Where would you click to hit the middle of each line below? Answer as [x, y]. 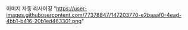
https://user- [72, 8]
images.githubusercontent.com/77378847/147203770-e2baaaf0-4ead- [94, 15]
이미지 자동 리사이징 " [31, 8]
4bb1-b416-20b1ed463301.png [44, 21]
